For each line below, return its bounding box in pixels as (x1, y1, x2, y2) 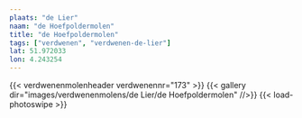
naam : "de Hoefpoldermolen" (9, 22, 115, 31)
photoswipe (9, 99, 54, 109)
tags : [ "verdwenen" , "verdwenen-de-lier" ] (9, 38, 171, 48)
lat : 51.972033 (9, 47, 67, 56)
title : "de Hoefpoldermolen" (9, 30, 119, 39)
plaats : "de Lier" (9, 13, 78, 23)
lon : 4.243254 (9, 55, 63, 64)
